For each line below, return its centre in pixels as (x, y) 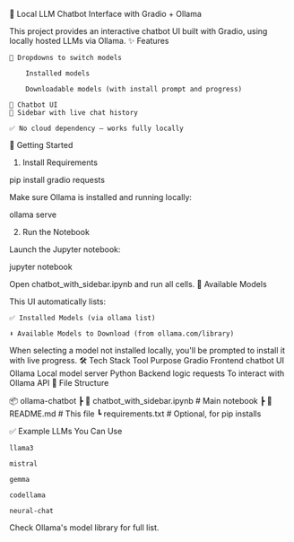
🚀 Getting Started (41, 145)
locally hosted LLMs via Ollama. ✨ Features (89, 41)
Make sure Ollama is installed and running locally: (101, 197)
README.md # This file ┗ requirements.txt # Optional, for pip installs (135, 414)
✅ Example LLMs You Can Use (66, 431)
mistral (24, 464)
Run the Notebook (56, 232)
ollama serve (33, 214)
